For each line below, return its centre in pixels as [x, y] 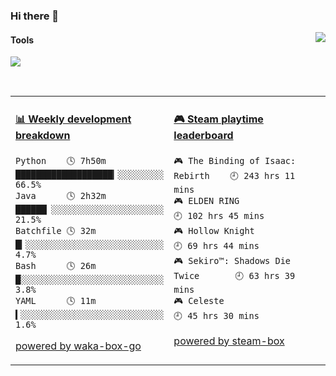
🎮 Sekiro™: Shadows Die [232, 260]
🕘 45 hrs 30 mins [216, 315]
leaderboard [203, 135]
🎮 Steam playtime [218, 119]
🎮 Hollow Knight [214, 230]
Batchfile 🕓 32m [56, 230]
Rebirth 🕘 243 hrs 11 [234, 175]
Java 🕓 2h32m [61, 195]
